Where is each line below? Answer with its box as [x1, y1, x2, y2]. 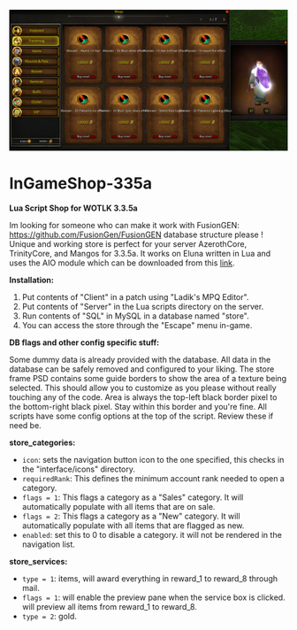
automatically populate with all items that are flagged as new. [21, 519, 245, 531]
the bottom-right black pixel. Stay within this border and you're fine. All [9, 401, 268, 411]
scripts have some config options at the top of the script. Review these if [9, 411, 274, 421]
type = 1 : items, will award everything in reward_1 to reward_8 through [21, 572, 278, 584]
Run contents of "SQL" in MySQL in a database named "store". [21, 311, 249, 321]
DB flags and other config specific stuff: [9, 337, 160, 348]
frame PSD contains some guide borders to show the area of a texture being [9, 373, 287, 383]
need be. [9, 419, 42, 430]
